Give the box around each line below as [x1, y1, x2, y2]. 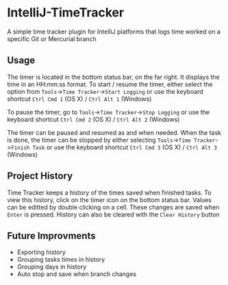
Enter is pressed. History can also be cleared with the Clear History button [7, 210, 220, 219]
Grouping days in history [16, 262, 87, 271]
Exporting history [16, 248, 66, 256]
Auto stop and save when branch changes [16, 270, 137, 278]
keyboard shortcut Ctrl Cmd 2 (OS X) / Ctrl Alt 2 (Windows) [7, 115, 180, 123]
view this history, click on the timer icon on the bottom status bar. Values [7, 195, 212, 203]
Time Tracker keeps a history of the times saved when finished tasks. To [7, 188, 212, 197]
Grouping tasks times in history [16, 256, 105, 264]
